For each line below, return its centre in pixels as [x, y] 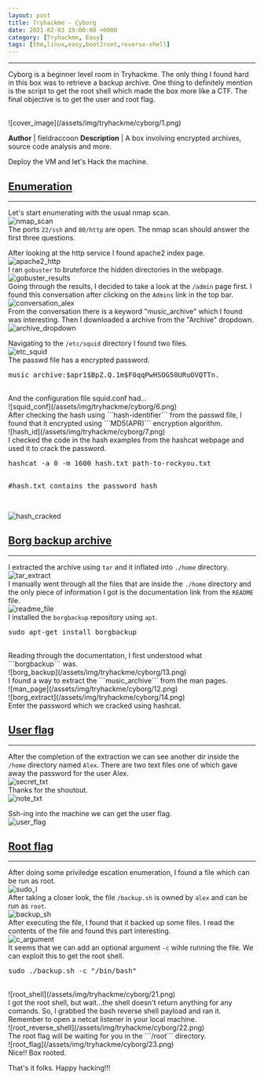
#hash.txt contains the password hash [83, 485]
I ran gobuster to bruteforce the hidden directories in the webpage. [116, 269]
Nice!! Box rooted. [37, 1053]
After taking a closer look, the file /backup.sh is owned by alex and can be [128, 898]
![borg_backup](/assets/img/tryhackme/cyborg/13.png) [97, 672]
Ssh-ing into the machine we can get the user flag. [90, 813]
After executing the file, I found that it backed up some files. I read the [121, 923]
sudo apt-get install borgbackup [73, 632]
